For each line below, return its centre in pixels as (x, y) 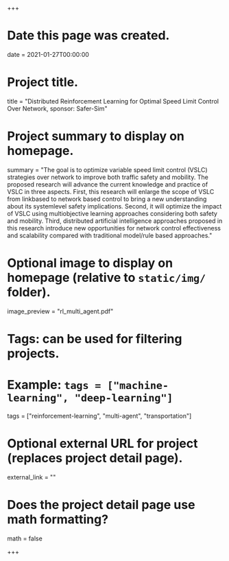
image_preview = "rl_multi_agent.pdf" (60, 311)
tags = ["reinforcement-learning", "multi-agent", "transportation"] (99, 416)
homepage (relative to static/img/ (107, 278)
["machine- (138, 386)
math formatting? (58, 519)
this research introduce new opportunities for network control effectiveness (114, 228)
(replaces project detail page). (95, 458)
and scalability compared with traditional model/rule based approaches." (110, 235)
